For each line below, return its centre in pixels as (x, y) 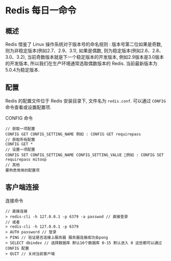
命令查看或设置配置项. (29, 107)
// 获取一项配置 (20, 128)
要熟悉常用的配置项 (22, 170)
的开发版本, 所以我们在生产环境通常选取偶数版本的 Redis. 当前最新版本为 (81, 63)
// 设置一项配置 (20, 149)
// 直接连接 (17, 211)
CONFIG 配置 (17, 248)
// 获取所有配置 (20, 139)
